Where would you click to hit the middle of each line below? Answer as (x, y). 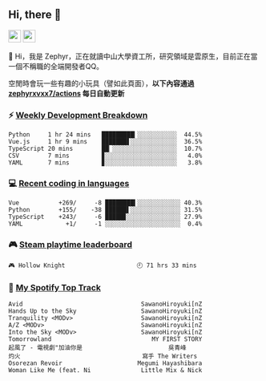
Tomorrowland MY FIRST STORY (105, 339)
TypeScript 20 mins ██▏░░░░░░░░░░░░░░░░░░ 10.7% (105, 149)
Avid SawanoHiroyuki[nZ (105, 304)
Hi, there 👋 (35, 15)
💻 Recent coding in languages (69, 184)
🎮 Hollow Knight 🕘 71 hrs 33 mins (103, 265)
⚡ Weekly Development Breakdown (78, 115)
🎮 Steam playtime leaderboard (70, 245)
